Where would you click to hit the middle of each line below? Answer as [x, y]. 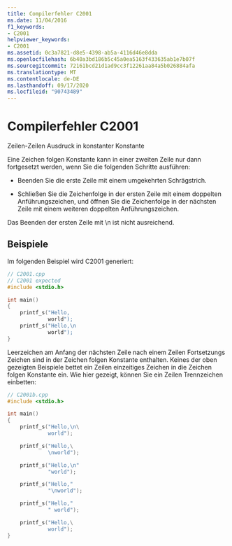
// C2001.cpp [26, 274]
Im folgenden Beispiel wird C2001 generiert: [71, 261]
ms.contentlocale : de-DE [43, 79]
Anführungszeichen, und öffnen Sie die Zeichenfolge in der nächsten [117, 202]
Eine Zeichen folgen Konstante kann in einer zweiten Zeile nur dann [104, 160]
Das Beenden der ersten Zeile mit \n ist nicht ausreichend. [91, 223]
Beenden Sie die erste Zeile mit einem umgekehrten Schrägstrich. [112, 181]
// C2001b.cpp [28, 395]
